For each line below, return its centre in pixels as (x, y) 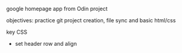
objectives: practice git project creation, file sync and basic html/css (91, 20)
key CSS (17, 32)
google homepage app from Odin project (57, 9)
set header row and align (46, 44)
